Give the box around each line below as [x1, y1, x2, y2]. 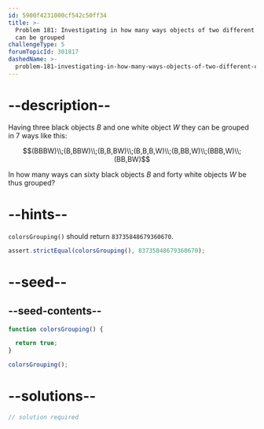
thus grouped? [8, 178, 56, 187]
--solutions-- [8, 387, 97, 405]
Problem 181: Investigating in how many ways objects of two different [15, 26, 255, 34]
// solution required [8, 413, 79, 421]
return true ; [15, 339, 58, 347]
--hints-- [8, 205, 68, 223]
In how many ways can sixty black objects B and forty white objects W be [8, 170, 247, 179]
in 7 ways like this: [8, 130, 68, 140]
